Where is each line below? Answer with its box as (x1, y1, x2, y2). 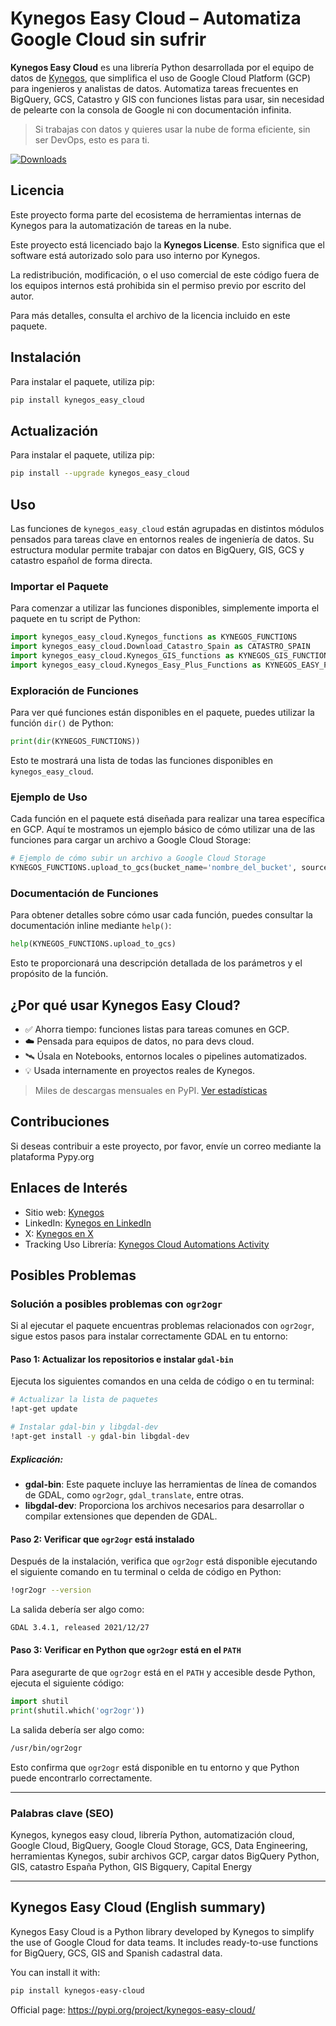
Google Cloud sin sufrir (10, 28, 207, 51)
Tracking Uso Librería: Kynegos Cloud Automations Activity (24, 1238, 270, 1250)
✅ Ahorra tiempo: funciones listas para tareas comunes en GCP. (24, 1023, 290, 1035)
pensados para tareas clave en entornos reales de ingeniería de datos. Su (10, 533, 315, 545)
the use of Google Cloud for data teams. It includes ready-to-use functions (10, 1936, 319, 1948)
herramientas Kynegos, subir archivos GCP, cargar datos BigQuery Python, (10, 1850, 320, 1862)
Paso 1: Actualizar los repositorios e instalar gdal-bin (10, 1353, 234, 1365)
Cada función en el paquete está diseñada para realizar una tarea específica (10, 813, 325, 825)
